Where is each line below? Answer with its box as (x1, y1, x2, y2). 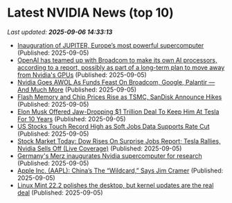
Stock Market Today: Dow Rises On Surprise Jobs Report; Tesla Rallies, (17, 136, 221, 145)
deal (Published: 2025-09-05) (17, 188, 103, 197)
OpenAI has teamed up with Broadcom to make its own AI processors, (17, 55, 217, 64)
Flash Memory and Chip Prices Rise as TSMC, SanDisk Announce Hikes (17, 92, 222, 101)
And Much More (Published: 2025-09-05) (17, 85, 137, 94)
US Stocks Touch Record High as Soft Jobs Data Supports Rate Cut (17, 122, 210, 130)
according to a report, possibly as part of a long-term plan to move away (17, 63, 225, 71)
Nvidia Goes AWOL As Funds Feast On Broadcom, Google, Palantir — (17, 78, 215, 86)
